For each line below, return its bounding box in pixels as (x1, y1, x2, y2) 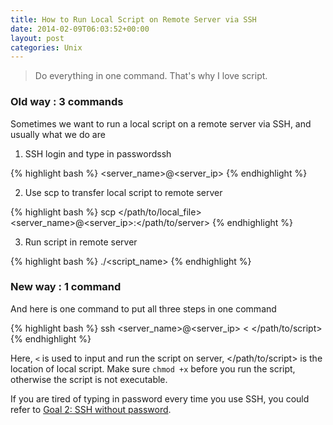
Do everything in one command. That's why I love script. (34, 70, 268, 82)
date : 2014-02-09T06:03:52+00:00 (10, 24, 150, 34)
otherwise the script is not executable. (10, 373, 168, 385)
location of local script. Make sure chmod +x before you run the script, (10, 362, 296, 375)
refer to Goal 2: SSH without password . (10, 403, 172, 415)
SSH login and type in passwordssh (24, 147, 172, 160)
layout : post (10, 33, 65, 43)
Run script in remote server (24, 236, 138, 248)
